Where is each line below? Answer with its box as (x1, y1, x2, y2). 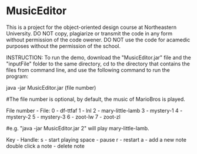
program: (6, 73, 29, 80)
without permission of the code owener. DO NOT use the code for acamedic (6, 36, 191, 43)
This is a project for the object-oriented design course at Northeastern (6, 24, 177, 31)
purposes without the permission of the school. (6, 42, 121, 50)
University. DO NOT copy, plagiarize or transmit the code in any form (6, 30, 172, 37)
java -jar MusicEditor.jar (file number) (6, 84, 96, 91)
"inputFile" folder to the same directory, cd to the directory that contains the (6, 60, 190, 67)
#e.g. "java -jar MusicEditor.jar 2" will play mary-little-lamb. (6, 124, 149, 132)
